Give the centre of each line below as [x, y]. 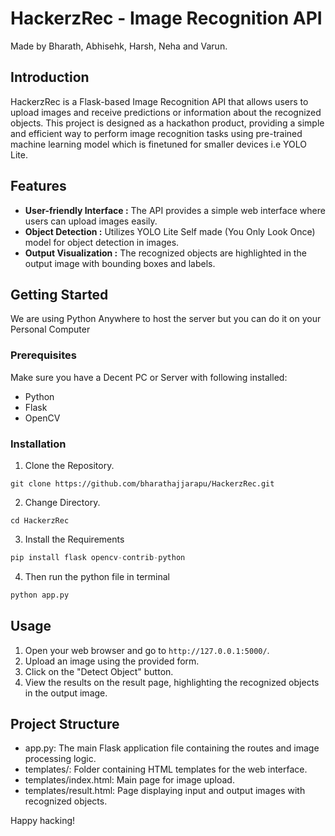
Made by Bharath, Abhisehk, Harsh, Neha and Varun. [119, 46]
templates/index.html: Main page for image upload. [129, 780]
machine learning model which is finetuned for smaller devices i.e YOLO [158, 144]
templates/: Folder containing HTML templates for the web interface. [166, 769]
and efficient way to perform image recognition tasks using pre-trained [156, 133]
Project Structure [65, 723]
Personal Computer [50, 329]
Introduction [50, 77]
